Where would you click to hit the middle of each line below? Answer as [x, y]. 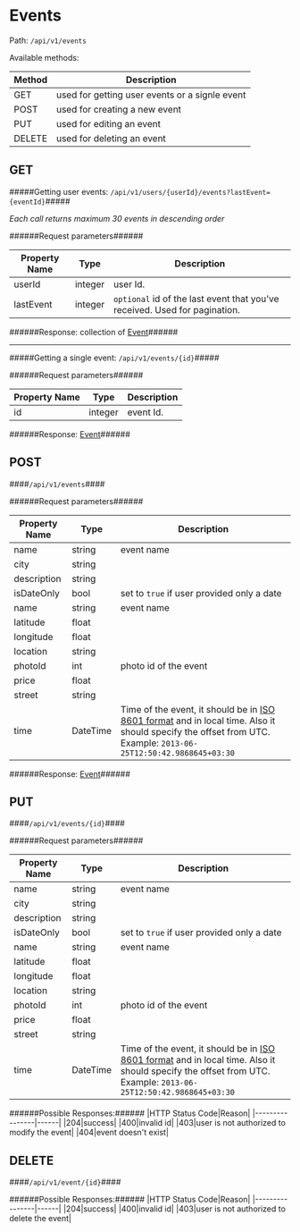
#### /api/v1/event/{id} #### [65, 1182]
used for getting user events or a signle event [151, 95]
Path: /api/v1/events [48, 40]
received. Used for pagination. [177, 309]
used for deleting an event [112, 138]
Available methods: [44, 57]
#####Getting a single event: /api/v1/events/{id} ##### [115, 358]
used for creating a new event [119, 109]
